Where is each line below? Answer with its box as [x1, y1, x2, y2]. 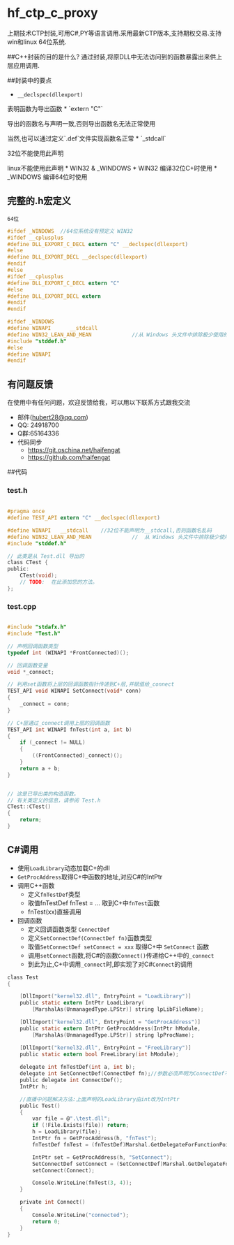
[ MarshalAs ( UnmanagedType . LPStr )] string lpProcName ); [32, 1031, 195, 1039]
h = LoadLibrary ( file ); [32, 1128, 101, 1135]
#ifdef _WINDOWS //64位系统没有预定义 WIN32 [7, 227, 134, 235]
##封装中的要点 [7, 75, 52, 85]
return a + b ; [19, 765, 61, 772]
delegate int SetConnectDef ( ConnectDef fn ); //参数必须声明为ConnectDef [19, 1070, 225, 1077]
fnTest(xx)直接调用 [27, 907, 81, 916]
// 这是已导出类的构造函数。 [7, 790, 79, 798]
